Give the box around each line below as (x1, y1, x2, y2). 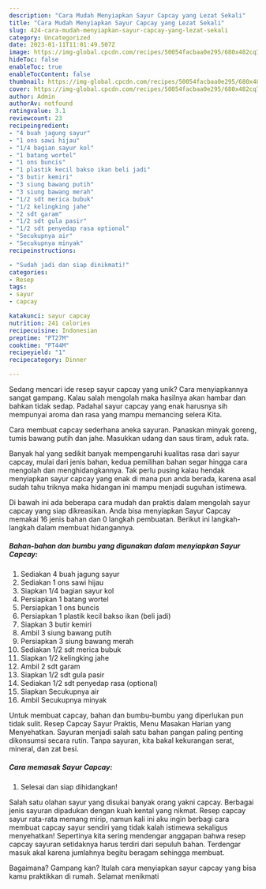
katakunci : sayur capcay (9, 312, 91, 320)
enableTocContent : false (9, 70, 91, 78)
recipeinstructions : (9, 247, 77, 254)
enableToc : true (9, 63, 62, 71)
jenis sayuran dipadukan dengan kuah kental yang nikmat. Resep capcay (9, 805, 246, 815)
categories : (9, 268, 48, 277)
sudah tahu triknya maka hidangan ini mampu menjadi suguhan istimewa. (9, 483, 247, 492)
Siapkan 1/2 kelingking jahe (20, 653, 110, 662)
